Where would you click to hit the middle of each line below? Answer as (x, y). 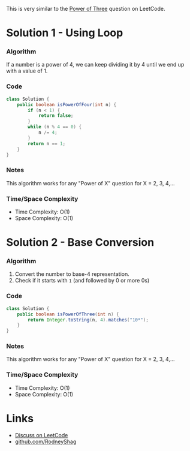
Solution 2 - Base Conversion (80, 243)
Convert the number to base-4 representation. (72, 274)
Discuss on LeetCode (41, 435)
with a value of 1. (27, 71)
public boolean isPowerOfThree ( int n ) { (68, 314)
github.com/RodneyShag (46, 441)
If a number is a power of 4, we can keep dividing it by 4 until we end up (95, 65)
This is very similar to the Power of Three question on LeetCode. (86, 9)
